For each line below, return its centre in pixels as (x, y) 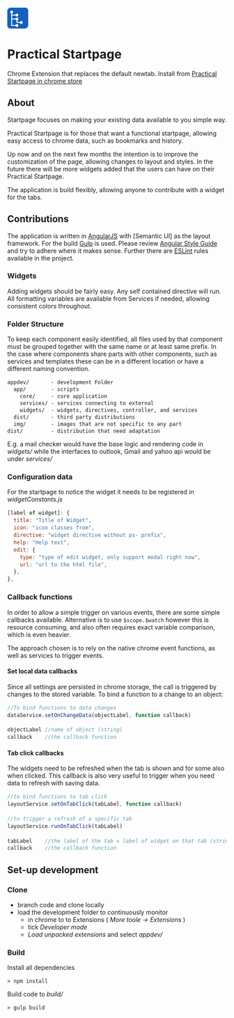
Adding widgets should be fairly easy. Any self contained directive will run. (114, 291)
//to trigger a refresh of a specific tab (70, 819)
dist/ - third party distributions (75, 417)
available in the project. (41, 258)
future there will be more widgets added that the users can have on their (111, 169)
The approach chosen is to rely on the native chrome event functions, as (111, 648)
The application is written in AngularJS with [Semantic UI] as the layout (109, 236)
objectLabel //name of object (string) (65, 730)
